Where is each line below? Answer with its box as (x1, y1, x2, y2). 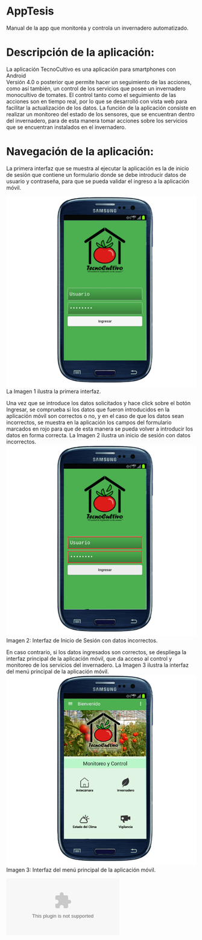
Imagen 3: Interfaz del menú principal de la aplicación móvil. (6, 866, 156, 873)
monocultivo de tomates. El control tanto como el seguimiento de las (6, 91, 177, 98)
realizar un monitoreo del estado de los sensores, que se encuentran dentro (6, 110, 195, 117)
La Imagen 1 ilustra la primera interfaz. (6, 388, 101, 395)
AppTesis (6, 4, 54, 18)
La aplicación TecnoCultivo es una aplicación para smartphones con (6, 65, 176, 73)
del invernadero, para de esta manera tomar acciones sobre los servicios (6, 117, 188, 124)
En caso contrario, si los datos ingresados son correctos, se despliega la (6, 649, 187, 656)
